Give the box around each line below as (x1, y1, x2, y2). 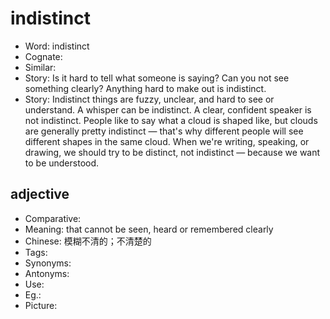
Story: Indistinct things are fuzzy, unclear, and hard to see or (24, 93, 275, 105)
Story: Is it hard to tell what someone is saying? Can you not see (24, 72, 290, 84)
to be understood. (24, 157, 100, 169)
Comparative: (24, 212, 82, 224)
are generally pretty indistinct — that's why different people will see (24, 125, 304, 137)
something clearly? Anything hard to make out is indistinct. (24, 82, 267, 94)
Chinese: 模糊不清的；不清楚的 (24, 235, 152, 247)
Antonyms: (24, 267, 70, 279)
